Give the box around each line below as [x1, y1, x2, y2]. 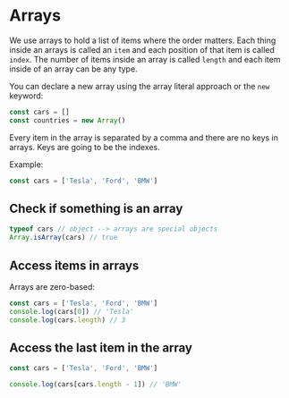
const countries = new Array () [9, 115, 126, 125]
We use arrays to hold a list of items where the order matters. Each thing [9, 35, 276, 46]
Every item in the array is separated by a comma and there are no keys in [9, 131, 279, 143]
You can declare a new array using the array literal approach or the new [9, 80, 270, 91]
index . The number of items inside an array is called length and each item [9, 54, 281, 64]
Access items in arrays [9, 258, 140, 273]
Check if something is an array [9, 200, 183, 216]
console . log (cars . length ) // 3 [9, 315, 126, 325]
